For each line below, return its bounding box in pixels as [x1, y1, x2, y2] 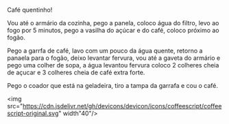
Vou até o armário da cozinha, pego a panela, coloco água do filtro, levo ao [7, 19, 219, 27]
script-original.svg [7, 109, 59, 117]
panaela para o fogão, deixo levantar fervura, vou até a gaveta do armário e [7, 54, 221, 62]
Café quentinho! [7, 6, 53, 14]
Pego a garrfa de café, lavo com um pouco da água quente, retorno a [7, 47, 203, 55]
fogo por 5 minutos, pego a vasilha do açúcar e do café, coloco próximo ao [7, 27, 219, 34]
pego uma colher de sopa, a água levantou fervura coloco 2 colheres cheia [7, 61, 219, 69]
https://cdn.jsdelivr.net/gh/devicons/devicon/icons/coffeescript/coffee [23, 102, 222, 110]
